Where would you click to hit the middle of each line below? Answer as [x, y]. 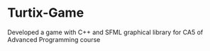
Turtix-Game [46, 13]
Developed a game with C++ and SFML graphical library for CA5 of [105, 32]
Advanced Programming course [54, 39]
